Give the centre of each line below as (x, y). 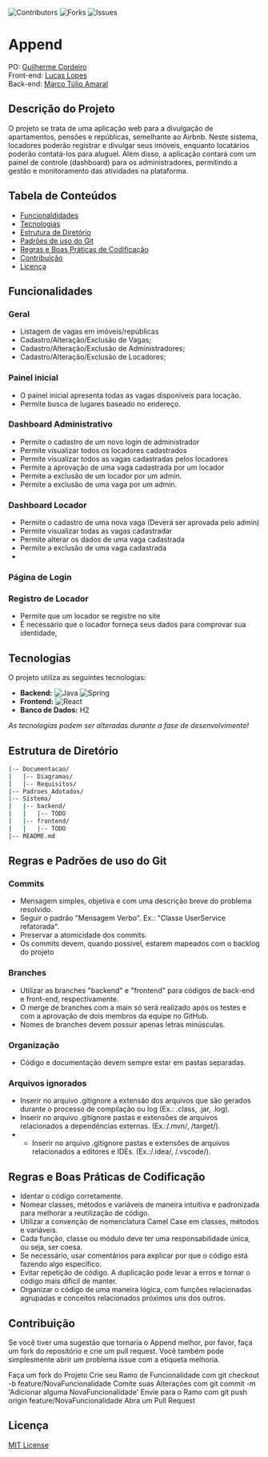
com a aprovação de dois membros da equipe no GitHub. (114, 1015)
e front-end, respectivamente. (69, 999)
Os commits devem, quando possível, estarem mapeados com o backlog (140, 943)
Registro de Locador (48, 598)
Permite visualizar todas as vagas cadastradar (96, 531)
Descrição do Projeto (62, 109)
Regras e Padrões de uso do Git (88, 861)
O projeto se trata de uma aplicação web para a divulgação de (111, 128)
